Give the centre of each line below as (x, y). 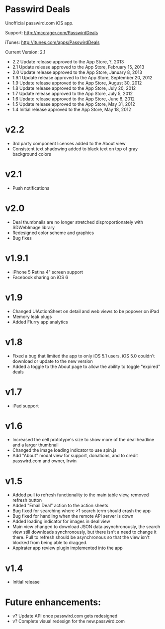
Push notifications (31, 188)
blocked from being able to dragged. (50, 543)
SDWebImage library (34, 227)
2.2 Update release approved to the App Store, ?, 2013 (68, 61)
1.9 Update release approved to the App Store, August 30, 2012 (77, 83)
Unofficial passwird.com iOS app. (39, 23)
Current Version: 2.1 (25, 52)
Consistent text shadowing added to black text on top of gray (75, 149)
